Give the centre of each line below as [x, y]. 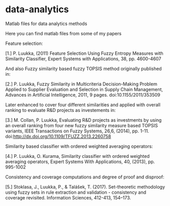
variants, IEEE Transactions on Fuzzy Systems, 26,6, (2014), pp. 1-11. [77, 131]
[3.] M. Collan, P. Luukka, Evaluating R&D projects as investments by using [83, 120]
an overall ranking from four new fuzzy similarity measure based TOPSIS [82, 125]
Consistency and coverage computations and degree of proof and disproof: [85, 177]
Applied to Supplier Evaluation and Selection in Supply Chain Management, [84, 89]
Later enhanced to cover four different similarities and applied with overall [83, 105]
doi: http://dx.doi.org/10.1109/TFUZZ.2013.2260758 [58, 136]
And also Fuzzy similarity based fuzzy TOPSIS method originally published [83, 68]
